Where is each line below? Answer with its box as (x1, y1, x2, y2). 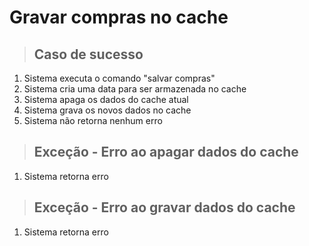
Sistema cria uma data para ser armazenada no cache (23, 83, 247, 95)
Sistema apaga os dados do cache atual (23, 94, 189, 105)
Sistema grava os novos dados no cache (23, 104, 192, 116)
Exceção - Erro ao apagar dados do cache (33, 144, 299, 161)
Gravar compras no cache (9, 6, 229, 29)
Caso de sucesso (33, 46, 144, 63)
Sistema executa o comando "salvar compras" (23, 72, 216, 84)
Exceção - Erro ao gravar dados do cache (33, 199, 296, 216)
